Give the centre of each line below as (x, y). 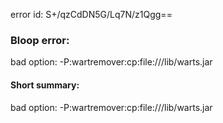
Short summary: (45, 85)
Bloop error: (40, 40)
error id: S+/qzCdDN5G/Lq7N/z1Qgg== (91, 14)
